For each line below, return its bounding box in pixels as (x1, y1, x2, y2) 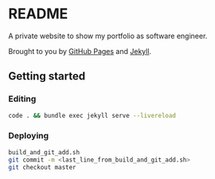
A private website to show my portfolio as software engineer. (8, 31, 208, 41)
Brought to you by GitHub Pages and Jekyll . (8, 46, 152, 56)
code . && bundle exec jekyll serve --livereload (8, 111, 177, 119)
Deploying (8, 130, 49, 142)
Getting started (8, 69, 86, 84)
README (8, 5, 68, 23)
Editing (8, 93, 37, 104)
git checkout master (8, 163, 77, 171)
